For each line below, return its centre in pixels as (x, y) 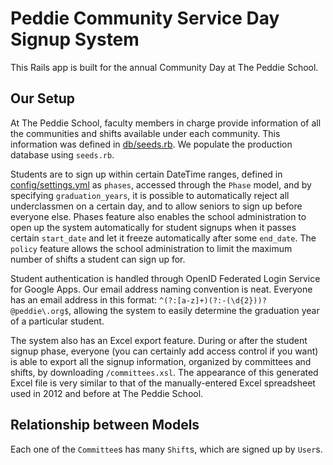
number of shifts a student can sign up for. (98, 259)
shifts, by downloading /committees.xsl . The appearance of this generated (164, 372)
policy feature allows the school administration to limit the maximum (151, 248)
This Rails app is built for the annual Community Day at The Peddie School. (164, 67)
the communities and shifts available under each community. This (145, 133)
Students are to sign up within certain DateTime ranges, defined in (146, 174)
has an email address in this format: (84, 299)
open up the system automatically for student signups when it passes (153, 227)
